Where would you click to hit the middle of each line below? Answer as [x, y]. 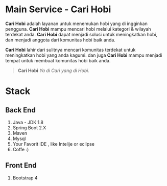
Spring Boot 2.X [29, 127]
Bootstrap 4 [25, 178]
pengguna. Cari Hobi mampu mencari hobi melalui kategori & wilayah [78, 29]
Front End [21, 165]
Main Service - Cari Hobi [58, 9]
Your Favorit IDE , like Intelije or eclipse [54, 144]
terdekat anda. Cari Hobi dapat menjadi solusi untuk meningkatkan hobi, [81, 34]
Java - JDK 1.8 [28, 122]
